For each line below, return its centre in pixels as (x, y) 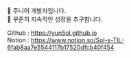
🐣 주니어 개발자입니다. (37, 11)
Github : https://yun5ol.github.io (52, 33)
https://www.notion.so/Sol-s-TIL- (78, 40)
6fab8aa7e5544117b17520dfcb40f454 (61, 47)
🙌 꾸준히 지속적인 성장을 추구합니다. (55, 19)
